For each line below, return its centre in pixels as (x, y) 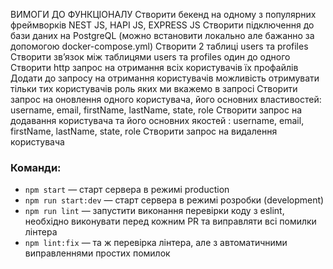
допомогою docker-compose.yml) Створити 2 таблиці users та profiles (159, 46)
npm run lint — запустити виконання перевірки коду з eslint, (154, 211)
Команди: (36, 167)
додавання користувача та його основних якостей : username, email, (157, 120)
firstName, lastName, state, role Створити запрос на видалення (144, 131)
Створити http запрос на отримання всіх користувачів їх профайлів (154, 67)
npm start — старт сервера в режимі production (127, 190)
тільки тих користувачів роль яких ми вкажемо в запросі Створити (154, 88)
